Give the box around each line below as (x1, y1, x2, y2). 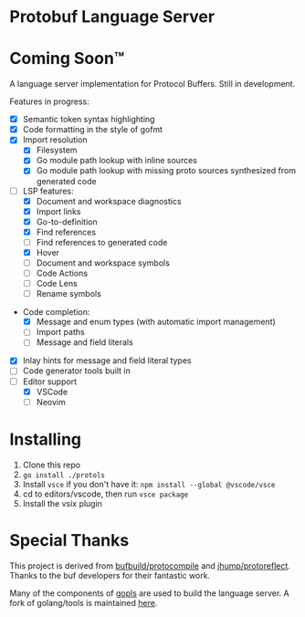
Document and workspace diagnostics (36, 195, 182, 206)
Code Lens (36, 278, 78, 289)
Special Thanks (9, 529, 130, 550)
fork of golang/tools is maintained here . (9, 597, 158, 608)
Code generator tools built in (22, 365, 131, 376)
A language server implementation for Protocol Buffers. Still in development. (9, 78, 296, 89)
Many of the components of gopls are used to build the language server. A (9, 587, 289, 599)
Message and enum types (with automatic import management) (36, 317, 276, 328)
